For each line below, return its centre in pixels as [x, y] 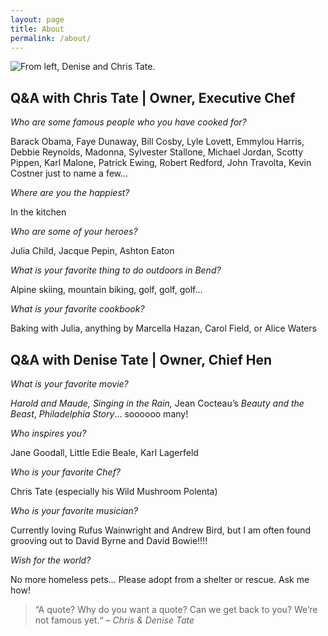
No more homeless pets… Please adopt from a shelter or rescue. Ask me [160, 579]
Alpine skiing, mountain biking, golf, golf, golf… [106, 290]
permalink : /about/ [51, 38]
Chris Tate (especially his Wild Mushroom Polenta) [114, 491]
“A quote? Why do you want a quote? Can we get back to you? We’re [176, 609]
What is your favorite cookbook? [77, 309]
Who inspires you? [48, 433]
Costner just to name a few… [69, 173]
